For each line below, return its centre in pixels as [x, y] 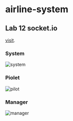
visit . [10, 40]
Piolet [13, 78]
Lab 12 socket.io [31, 28]
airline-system [37, 9]
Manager [17, 102]
